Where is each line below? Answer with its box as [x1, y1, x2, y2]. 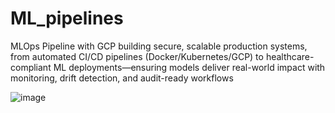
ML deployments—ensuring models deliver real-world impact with [53, 61, 326, 73]
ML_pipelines [10, 7, 124, 30]
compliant [10, 61, 52, 73]
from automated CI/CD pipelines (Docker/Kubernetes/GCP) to [10, 50, 264, 62]
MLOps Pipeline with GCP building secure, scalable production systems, [10, 40, 308, 52]
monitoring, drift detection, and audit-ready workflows [10, 72, 234, 84]
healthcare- [265, 50, 315, 62]
